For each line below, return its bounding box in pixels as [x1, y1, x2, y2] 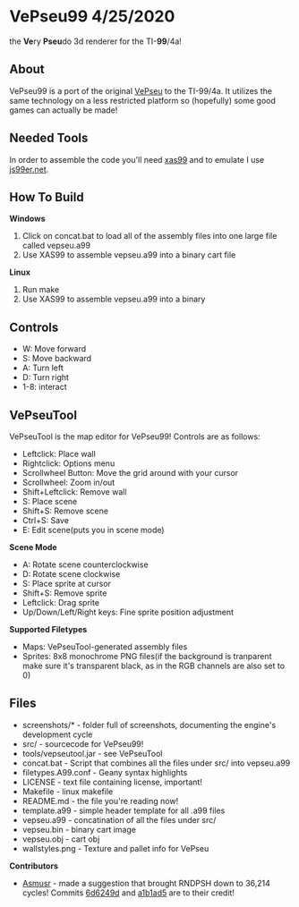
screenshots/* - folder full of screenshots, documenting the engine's [21, 719, 277, 730]
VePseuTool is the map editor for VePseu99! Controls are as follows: [9, 431, 261, 442]
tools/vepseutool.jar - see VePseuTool [21, 748, 163, 759]
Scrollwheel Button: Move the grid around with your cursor [21, 468, 239, 478]
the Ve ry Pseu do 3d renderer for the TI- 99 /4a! [9, 36, 182, 47]
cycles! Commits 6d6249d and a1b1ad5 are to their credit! [21, 887, 235, 898]
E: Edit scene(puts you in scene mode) [21, 525, 165, 535]
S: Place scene [21, 496, 78, 506]
